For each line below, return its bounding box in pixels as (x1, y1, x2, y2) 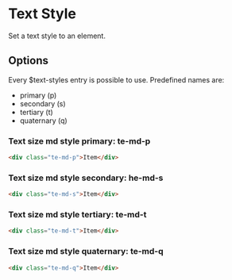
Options (8, 54, 49, 67)
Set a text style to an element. (8, 31, 106, 40)
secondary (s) (19, 98, 66, 108)
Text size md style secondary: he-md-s (8, 172, 164, 183)
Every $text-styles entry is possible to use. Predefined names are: (8, 75, 225, 84)
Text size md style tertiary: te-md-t (8, 209, 147, 221)
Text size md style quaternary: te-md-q (8, 246, 164, 257)
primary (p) (19, 90, 57, 100)
